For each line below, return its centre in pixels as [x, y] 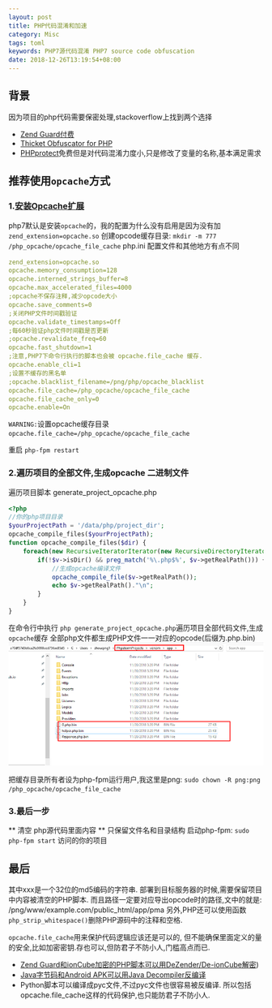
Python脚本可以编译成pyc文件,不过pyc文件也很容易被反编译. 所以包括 [136, 984]
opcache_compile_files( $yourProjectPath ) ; [81, 534]
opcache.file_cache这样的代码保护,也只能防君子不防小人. [115, 995]
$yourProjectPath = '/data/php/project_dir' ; [86, 526]
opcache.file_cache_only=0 [54, 399]
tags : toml [27, 43]
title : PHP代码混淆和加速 [48, 26]
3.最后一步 [29, 811]
